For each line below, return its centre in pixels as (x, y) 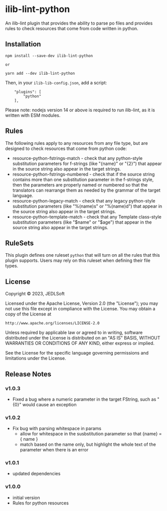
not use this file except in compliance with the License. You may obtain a (80, 309)
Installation (23, 44)
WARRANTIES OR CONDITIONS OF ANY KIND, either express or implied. (80, 343)
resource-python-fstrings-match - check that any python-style (77, 158)
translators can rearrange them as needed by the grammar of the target (86, 190)
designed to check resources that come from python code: (66, 148)
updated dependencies (36, 474)
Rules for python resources (41, 503)
